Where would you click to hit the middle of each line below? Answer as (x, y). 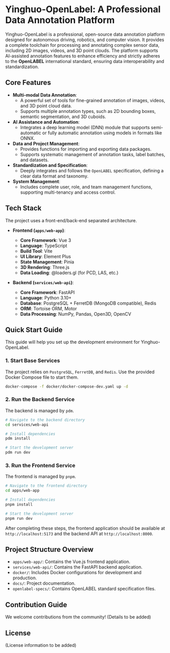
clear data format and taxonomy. (54, 176)
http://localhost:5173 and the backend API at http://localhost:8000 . (79, 533)
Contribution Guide (36, 604)
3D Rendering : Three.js (45, 267)
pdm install (18, 438)
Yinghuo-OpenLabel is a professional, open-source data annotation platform (85, 34)
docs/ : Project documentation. (44, 583)
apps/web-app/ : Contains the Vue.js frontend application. (71, 562)
